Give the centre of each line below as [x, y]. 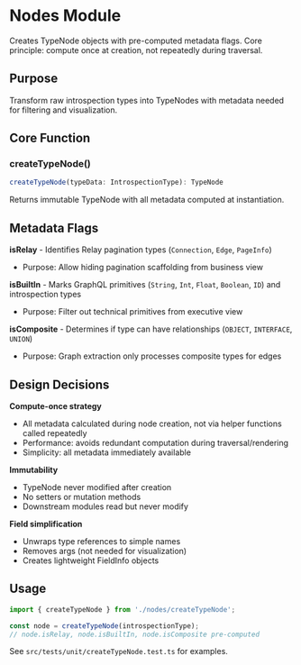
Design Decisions [59, 384]
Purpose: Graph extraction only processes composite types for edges [152, 356]
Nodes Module [65, 16]
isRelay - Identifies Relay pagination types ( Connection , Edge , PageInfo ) [141, 250]
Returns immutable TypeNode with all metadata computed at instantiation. [147, 200]
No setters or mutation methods [82, 496]
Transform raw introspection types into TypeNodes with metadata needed [147, 100]
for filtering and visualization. [64, 110]
